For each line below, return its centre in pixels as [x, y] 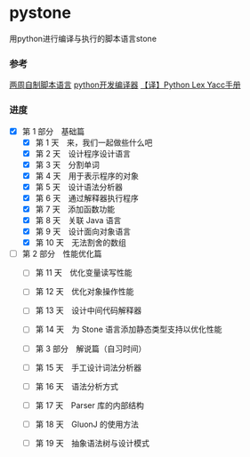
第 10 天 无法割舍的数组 [81, 243]
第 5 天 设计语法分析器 [79, 187]
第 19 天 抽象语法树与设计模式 [92, 443]
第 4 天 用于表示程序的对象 [87, 175]
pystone [40, 13]
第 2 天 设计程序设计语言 [83, 153]
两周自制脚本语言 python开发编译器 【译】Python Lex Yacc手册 [125, 85]
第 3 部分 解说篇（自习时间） [91, 349]
